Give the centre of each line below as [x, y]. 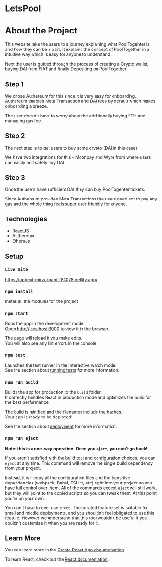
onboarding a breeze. [26, 106]
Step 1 [15, 84]
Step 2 [15, 136]
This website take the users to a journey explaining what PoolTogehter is [78, 44]
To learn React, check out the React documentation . [57, 559]
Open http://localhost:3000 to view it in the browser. [57, 329]
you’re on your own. [25, 498]
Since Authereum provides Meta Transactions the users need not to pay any [81, 199]
